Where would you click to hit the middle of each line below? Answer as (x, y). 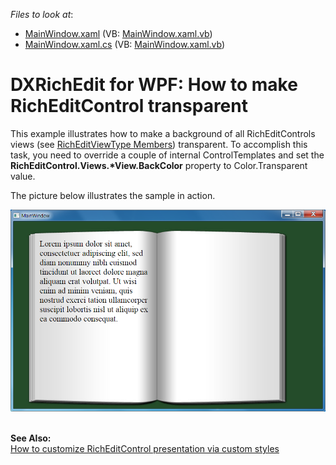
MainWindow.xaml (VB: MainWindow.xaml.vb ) (118, 33)
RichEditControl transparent (129, 106)
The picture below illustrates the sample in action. (113, 195)
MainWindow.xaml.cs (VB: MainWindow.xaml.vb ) (125, 44)
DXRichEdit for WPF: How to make (154, 85)
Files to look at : (42, 14)
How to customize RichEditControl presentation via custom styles (145, 448)
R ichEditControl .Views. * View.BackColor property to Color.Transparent (159, 165)
